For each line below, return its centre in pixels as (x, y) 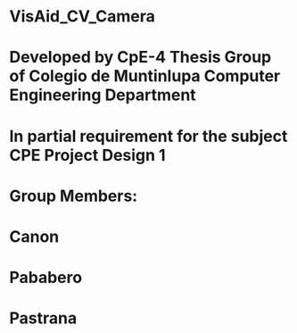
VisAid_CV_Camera (82, 17)
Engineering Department (103, 95)
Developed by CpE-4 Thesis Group (140, 58)
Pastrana (43, 318)
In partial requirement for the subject (148, 136)
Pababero (46, 278)
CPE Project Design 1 (88, 155)
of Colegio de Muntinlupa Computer (145, 76)
